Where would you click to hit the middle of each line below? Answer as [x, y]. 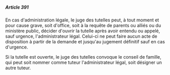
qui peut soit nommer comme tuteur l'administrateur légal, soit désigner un [83, 62]
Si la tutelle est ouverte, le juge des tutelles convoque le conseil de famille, [83, 57]
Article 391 [17, 7]
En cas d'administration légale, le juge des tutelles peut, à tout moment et [82, 20]
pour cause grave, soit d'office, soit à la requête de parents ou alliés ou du [83, 25]
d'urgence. [17, 47]
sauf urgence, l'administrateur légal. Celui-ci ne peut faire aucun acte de [81, 36]
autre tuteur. [18, 68]
